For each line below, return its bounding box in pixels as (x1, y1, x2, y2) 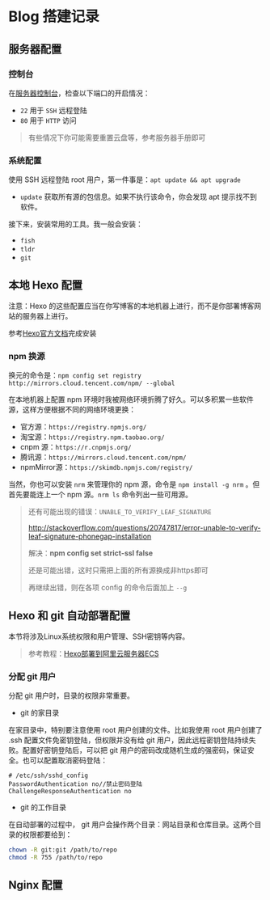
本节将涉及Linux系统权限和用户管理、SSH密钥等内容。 (8, 632, 190, 641)
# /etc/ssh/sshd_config (8, 771, 89, 780)
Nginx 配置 (8, 878, 63, 892)
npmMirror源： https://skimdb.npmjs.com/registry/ (19, 463, 193, 472)
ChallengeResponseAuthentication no (8, 788, 132, 796)
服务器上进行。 (22, 311, 73, 320)
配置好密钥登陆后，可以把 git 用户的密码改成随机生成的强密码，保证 (22, 746, 248, 755)
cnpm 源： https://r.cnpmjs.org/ (19, 442, 132, 452)
